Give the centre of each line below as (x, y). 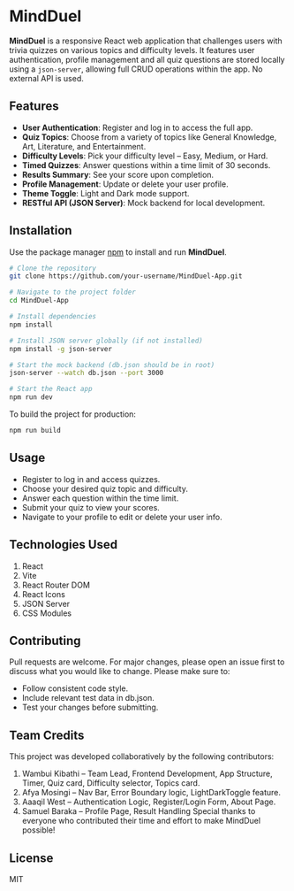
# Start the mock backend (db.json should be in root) (112, 365)
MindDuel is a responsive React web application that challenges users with (146, 41)
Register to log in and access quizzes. (91, 479)
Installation (41, 230)
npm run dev (31, 397)
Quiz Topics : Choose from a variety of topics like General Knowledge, (149, 137)
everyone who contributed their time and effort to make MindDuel (141, 821)
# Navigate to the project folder (73, 292)
